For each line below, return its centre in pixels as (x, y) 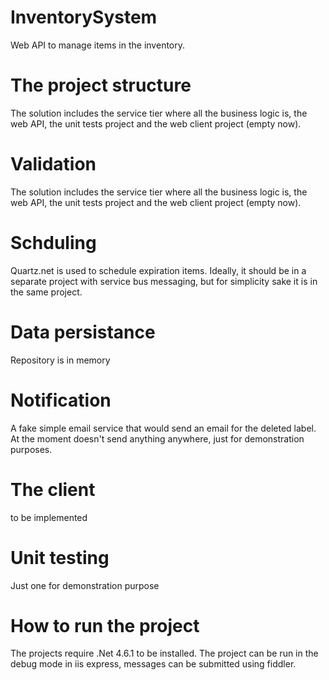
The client (53, 489)
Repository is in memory (60, 360)
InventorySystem (84, 17)
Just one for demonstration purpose (85, 585)
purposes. (31, 449)
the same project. (46, 292)
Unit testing (60, 557)
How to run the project (105, 625)
